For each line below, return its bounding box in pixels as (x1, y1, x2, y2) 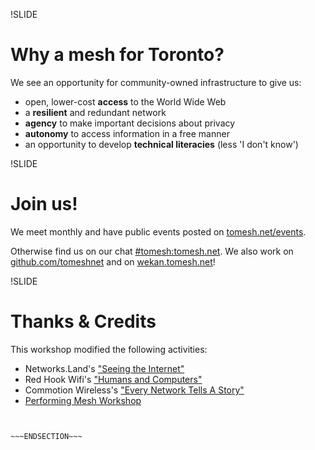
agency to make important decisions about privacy (24, 117, 236, 129)
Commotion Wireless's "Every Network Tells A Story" (24, 384, 245, 396)
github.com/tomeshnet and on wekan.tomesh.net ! (10, 255, 216, 268)
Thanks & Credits (10, 310, 157, 333)
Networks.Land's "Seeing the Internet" (24, 362, 185, 374)
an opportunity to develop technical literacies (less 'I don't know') (24, 138, 299, 150)
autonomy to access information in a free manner (24, 127, 230, 139)
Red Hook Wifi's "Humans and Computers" (24, 373, 203, 385)
